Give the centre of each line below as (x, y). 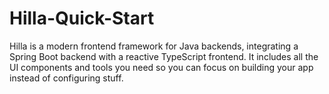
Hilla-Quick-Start (82, 18)
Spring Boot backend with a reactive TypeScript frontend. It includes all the (164, 56)
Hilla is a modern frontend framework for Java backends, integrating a (154, 46)
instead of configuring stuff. (66, 78)
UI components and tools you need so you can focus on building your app (161, 67)
